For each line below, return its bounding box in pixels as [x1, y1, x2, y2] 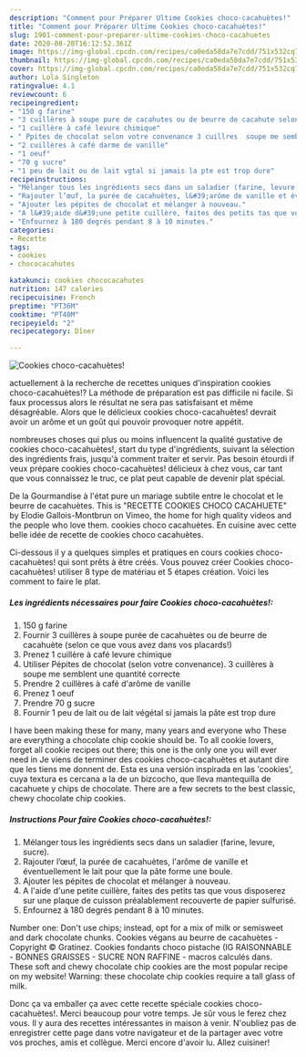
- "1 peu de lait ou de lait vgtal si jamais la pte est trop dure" [9, 166, 275, 175]
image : [9, 47, 35, 57]
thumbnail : [9, 56, 51, 65]
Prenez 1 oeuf [22, 688, 75, 699]
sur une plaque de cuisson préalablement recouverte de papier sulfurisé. [22, 895, 297, 906]
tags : [9, 243, 30, 252]
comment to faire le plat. [9, 576, 101, 587]
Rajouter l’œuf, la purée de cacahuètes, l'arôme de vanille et [22, 856, 249, 867]
